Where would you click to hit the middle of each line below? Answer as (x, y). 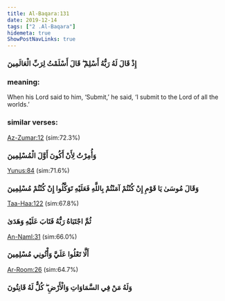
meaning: (24, 82)
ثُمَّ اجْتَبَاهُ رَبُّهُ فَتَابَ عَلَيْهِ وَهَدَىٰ (49, 221)
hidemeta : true (29, 33)
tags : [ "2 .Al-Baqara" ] (42, 26)
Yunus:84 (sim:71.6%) (38, 170)
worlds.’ (18, 104)
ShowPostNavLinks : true (42, 39)
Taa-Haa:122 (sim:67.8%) (43, 203)
